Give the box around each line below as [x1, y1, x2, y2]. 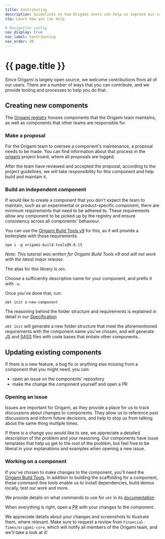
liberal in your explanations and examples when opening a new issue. [5, 446, 145, 452]
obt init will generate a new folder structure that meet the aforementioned [5, 323, 157, 329]
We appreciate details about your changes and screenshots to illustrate [5, 513, 149, 519]
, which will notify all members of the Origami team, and [44, 524, 158, 530]
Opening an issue [5, 393, 48, 400]
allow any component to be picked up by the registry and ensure [5, 213, 136, 219]
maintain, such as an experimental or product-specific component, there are [5, 203, 160, 209]
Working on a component [5, 458, 67, 465]
